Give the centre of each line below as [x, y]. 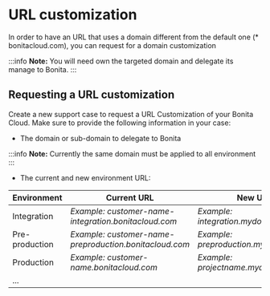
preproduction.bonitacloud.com [130, 244]
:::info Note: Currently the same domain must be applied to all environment [132, 153]
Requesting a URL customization [92, 95]
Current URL [130, 197]
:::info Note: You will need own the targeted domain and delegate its [121, 61]
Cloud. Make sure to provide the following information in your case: [120, 123]
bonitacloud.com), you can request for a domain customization [112, 45]
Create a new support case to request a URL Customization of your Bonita [131, 114]
